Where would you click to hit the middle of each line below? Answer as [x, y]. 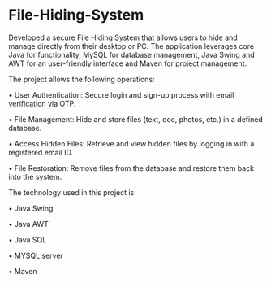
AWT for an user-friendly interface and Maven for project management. [128, 63]
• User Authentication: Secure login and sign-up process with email [121, 94]
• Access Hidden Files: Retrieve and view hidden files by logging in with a [131, 143]
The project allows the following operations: [82, 79]
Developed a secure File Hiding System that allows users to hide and [123, 37]
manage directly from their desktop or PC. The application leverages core [131, 46]
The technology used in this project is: [72, 192]
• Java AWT [28, 224]
